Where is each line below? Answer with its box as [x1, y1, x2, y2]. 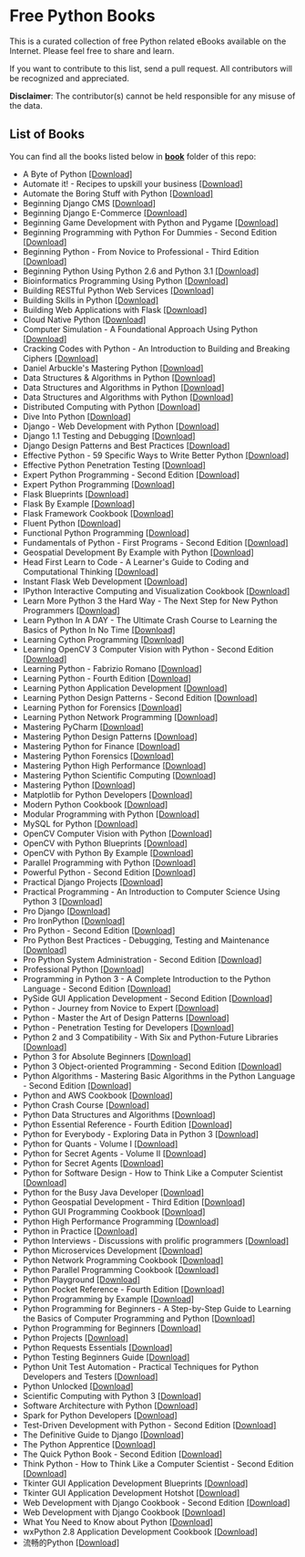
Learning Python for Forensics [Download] [22, 702, 182, 713]
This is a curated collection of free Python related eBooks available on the [9, 36, 287, 47]
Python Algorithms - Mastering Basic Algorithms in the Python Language [22, 1070, 296, 1082]
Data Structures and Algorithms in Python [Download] [22, 381, 225, 392]
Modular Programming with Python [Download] [22, 809, 200, 820]
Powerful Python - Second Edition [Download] [22, 866, 197, 877]
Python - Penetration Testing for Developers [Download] [22, 1021, 235, 1032]
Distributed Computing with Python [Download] [22, 401, 201, 412]
